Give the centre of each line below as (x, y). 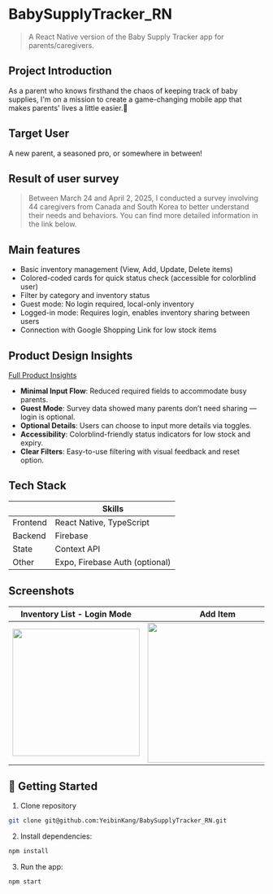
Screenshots (41, 591)
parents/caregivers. (61, 45)
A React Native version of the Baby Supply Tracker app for (126, 37)
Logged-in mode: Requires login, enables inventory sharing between (135, 313)
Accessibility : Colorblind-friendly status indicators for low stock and (135, 434)
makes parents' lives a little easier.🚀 (68, 107)
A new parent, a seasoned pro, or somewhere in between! (106, 153)
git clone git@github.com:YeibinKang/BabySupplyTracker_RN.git (118, 821)
